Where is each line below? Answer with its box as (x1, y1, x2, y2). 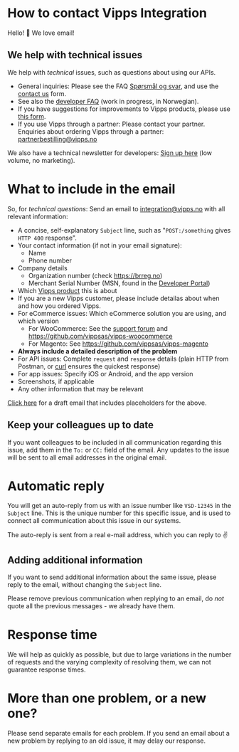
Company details (17, 263, 68, 272)
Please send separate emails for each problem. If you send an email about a (7, 729, 230, 738)
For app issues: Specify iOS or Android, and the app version (17, 369, 193, 378)
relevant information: (7, 212, 69, 221)
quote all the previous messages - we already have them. (7, 602, 176, 610)
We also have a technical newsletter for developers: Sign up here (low (7, 148, 212, 157)
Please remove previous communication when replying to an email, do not (7, 594, 224, 603)
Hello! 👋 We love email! (7, 28, 75, 37)
